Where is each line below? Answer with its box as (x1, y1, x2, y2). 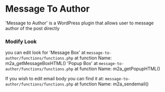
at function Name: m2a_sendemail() (74, 81, 149, 87)
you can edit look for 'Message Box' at (5, 49, 86, 56)
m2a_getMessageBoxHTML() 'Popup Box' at (5, 60, 98, 67)
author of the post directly (5, 25, 60, 31)
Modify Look (5, 38, 37, 45)
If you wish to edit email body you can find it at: (5, 76, 104, 82)
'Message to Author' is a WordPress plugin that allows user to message (5, 20, 154, 26)
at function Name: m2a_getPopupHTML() (74, 66, 160, 72)
